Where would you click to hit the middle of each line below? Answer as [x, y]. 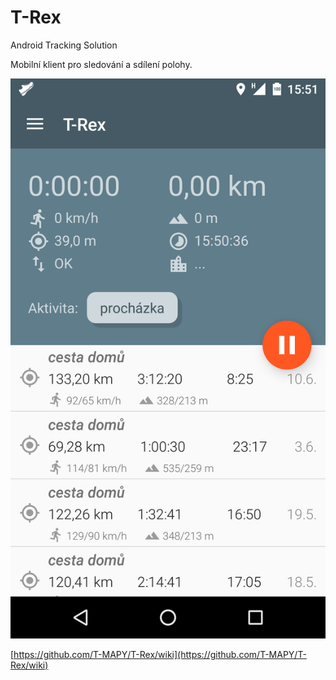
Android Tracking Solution [64, 45]
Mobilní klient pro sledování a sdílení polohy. [101, 64]
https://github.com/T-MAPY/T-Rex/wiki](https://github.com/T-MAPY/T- [160, 654]
